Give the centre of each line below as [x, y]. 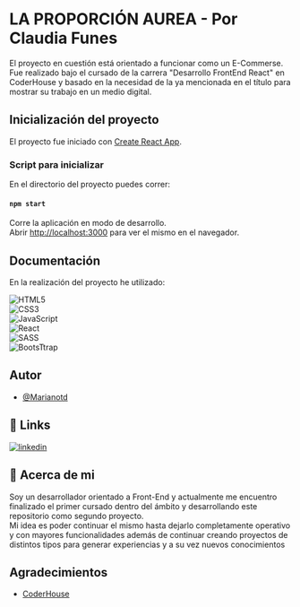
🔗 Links [30, 425]
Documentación [55, 260]
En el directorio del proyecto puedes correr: [90, 185]
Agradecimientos [59, 572]
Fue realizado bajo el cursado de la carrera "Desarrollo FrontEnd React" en [147, 73]
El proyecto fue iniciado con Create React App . [95, 141]
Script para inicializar [57, 164]
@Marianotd [45, 397]
